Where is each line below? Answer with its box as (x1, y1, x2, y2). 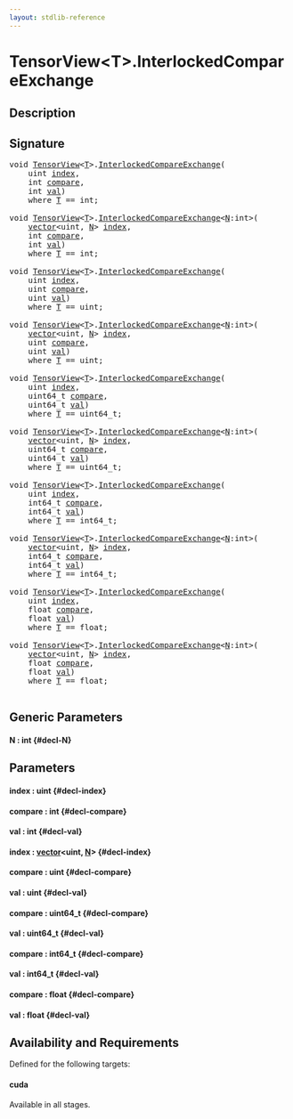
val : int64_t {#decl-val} (9, 969, 100, 979)
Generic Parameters (9, 710, 123, 726)
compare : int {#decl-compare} (9, 806, 127, 816)
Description (9, 106, 76, 121)
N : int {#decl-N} (9, 735, 72, 745)
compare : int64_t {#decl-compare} (9, 948, 144, 959)
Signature (9, 135, 65, 151)
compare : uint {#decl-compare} (9, 867, 132, 878)
